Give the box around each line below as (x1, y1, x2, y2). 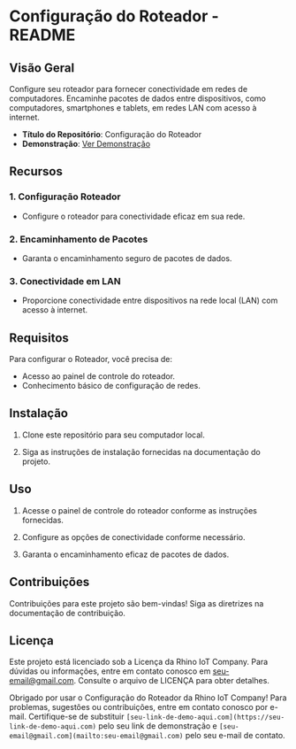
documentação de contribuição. (9, 607, 126, 618)
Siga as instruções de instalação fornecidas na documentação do (21, 446, 261, 457)
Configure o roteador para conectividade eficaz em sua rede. (21, 211, 246, 221)
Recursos (9, 164, 64, 179)
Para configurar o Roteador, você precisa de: (9, 354, 172, 365)
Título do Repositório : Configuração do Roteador (21, 129, 202, 139)
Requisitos (9, 330, 69, 345)
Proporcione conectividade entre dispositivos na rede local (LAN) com (21, 295, 278, 306)
